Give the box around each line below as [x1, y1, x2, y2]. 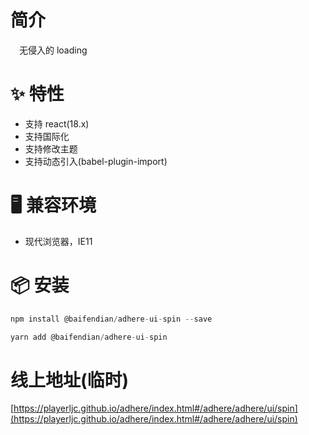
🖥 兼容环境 [10, 194, 97, 217]
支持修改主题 [24, 142, 78, 155]
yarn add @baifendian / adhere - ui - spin [10, 332, 168, 342]
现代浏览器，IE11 [24, 235, 93, 247]
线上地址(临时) [10, 369, 130, 391]
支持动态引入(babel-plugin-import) [24, 155, 168, 167]
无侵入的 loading [19, 44, 88, 56]
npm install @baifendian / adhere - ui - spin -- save [10, 314, 213, 324]
